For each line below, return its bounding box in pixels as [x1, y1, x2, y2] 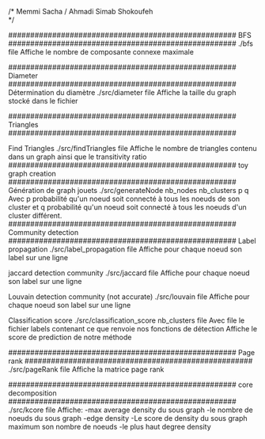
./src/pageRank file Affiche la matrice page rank [8, 365, 165, 374]
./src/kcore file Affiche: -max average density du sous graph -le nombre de [8, 405, 253, 414]
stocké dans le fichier [8, 97, 78, 105]
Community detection [8, 228, 79, 237]
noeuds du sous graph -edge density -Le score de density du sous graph [8, 414, 248, 422]
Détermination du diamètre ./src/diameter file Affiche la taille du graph [8, 88, 237, 97]
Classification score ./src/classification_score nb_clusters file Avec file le [8, 316, 245, 325]
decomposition [8, 388, 57, 398]
